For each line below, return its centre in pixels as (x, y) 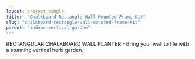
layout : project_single (35, 11)
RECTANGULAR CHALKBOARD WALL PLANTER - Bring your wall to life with (97, 44)
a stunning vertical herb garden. (45, 50)
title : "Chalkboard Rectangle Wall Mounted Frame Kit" (76, 17)
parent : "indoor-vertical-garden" (48, 27)
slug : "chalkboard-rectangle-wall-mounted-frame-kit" (73, 22)
